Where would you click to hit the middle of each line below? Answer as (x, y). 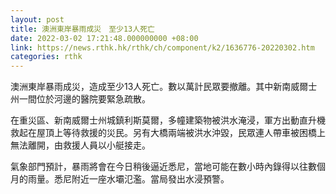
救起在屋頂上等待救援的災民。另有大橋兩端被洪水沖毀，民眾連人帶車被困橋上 (168, 133)
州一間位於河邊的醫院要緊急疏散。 (80, 99)
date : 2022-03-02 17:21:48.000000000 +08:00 (104, 38)
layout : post (37, 19)
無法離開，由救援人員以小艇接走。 (80, 145)
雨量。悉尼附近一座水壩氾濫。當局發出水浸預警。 (128, 179)
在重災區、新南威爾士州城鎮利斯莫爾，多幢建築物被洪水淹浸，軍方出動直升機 (168, 120)
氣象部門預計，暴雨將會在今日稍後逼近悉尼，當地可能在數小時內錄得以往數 (163, 167)
